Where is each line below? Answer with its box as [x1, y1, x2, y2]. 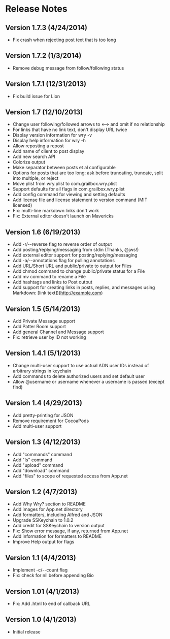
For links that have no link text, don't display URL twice [12, 126, 127, 133]
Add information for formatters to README [12, 533, 102, 539]
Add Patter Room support [12, 324, 66, 330]
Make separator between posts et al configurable [12, 165, 116, 171]
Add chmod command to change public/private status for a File [12, 268, 145, 274]
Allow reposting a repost [12, 143, 64, 149]
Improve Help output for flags [12, 539, 75, 545]
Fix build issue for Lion [12, 93, 60, 99]
